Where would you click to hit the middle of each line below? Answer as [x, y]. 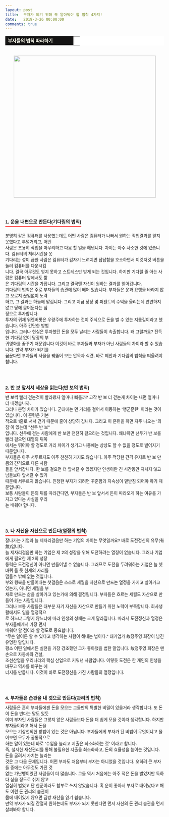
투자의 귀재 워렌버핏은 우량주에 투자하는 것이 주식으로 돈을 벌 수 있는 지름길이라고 [81, 320]
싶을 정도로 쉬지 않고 [30, 780]
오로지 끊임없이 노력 [29, 296]
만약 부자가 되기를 [32, 350]
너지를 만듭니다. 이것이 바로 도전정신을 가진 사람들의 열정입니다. [65, 672]
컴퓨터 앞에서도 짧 [31, 278]
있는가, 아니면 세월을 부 [27, 588]
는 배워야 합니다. [21, 505]
